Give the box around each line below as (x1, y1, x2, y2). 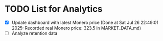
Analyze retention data (11, 30, 58, 36)
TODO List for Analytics (4, 3, 103, 15)
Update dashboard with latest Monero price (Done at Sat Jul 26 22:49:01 (11, 20, 159, 25)
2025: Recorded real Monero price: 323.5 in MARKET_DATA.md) (11, 25, 141, 31)
